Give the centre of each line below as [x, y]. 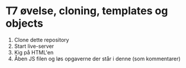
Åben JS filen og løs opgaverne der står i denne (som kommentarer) [97, 59]
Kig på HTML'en [34, 52]
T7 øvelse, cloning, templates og [87, 11]
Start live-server [34, 46]
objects [25, 23]
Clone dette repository [41, 40]
